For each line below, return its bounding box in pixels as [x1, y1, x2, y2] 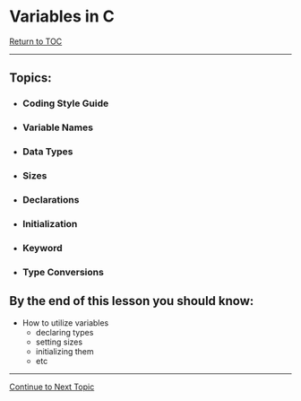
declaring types [35, 327, 94, 337]
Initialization [21, 217, 78, 230]
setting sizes [35, 336, 83, 347]
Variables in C [9, 6, 115, 27]
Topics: [9, 70, 52, 86]
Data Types [21, 145, 73, 158]
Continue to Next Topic [9, 381, 95, 392]
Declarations [21, 193, 80, 205]
